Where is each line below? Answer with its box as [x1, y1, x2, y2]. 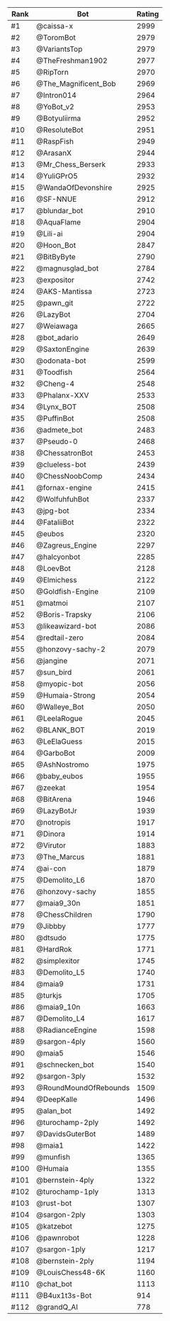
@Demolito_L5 [36, 967, 85, 977]
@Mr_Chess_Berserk [36, 160, 106, 169]
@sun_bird [36, 668, 72, 677]
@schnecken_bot [36, 1060, 94, 1070]
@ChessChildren [36, 910, 93, 919]
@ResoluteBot [36, 125, 84, 134]
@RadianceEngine [36, 1026, 98, 1035]
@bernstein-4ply [36, 1175, 94, 1185]
